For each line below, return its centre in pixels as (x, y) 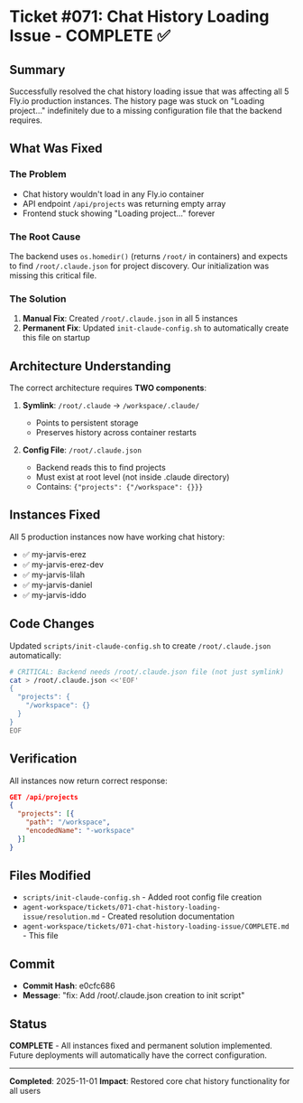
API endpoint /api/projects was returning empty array (124, 203)
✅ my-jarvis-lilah (54, 575)
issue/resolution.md (61, 917)
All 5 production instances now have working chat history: (117, 537)
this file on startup (56, 338)
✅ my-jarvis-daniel (57, 584)
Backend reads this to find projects (101, 468)
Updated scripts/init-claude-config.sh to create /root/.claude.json (140, 645)
